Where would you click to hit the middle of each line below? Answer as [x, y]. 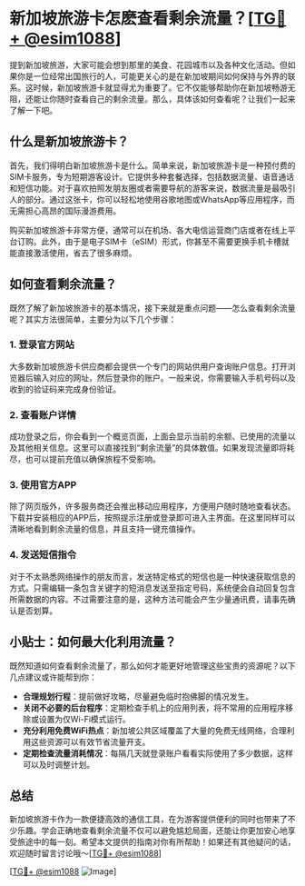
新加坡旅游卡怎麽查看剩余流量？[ [132, 19]
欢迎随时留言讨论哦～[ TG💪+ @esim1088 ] [85, 853]
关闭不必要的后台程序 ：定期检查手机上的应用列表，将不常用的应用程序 [154, 707]
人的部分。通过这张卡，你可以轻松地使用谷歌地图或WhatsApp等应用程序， [148, 199]
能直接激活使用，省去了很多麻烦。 [73, 253]
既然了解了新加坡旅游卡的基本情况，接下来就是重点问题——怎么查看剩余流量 [152, 308]
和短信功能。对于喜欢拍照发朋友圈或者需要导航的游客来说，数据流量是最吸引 [152, 188]
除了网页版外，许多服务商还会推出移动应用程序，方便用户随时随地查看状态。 [152, 506]
